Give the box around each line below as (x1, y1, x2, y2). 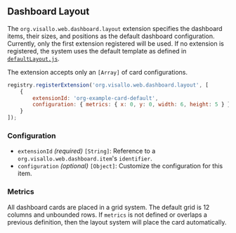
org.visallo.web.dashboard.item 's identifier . (17, 154, 152, 163)
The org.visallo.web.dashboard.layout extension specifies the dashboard (7, 24, 223, 32)
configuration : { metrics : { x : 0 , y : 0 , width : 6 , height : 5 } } (32, 101, 231, 108)
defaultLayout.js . (7, 54, 60, 63)
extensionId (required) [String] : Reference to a (17, 147, 156, 156)
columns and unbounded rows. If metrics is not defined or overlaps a (7, 210, 207, 219)
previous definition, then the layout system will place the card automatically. (7, 218, 227, 226)
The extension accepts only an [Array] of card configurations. (7, 68, 188, 76)
